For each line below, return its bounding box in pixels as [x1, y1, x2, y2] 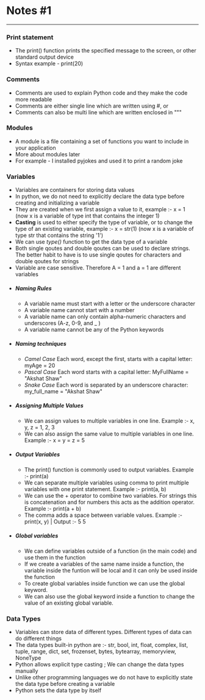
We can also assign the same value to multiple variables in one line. [24, 430, 194, 437]
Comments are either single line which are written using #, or [15, 102, 169, 109]
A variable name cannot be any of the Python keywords [24, 326, 164, 334]
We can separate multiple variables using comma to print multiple [24, 479, 189, 486]
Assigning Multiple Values [15, 401, 84, 409]
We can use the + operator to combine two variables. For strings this [24, 492, 197, 499]
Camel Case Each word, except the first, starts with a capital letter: [24, 355, 193, 363]
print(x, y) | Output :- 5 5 [24, 518, 86, 525]
